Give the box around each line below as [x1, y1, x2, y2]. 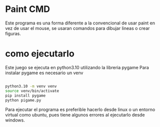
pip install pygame [5, 93, 46, 98]
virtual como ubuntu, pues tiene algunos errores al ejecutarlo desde [5, 112, 145, 118]
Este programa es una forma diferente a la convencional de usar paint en [5, 20, 155, 26]
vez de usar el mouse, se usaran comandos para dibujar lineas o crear [5, 25, 150, 31]
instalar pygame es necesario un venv [5, 70, 83, 76]
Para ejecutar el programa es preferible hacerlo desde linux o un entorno [5, 107, 155, 113]
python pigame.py [5, 98, 41, 103]
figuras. [5, 30, 21, 36]
